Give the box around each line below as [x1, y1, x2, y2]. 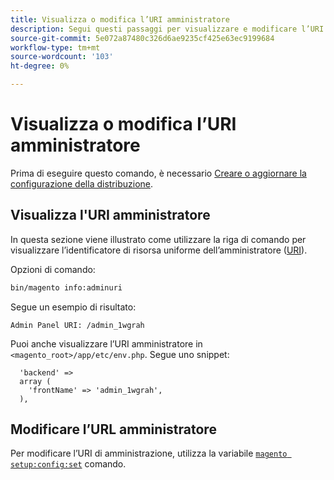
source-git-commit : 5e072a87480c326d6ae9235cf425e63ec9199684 [10, 33, 275, 43]
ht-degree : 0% [10, 61, 70, 71]
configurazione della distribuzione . [10, 177, 154, 190]
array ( [19, 376, 52, 386]
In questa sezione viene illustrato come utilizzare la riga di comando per [10, 233, 307, 245]
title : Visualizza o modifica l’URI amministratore [10, 14, 230, 25]
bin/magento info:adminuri [10, 282, 123, 293]
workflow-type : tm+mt [10, 42, 101, 53]
